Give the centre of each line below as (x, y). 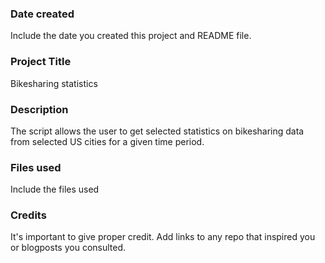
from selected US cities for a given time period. (107, 141)
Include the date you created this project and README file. (131, 36)
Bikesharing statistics (54, 83)
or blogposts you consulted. (68, 248)
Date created (42, 14)
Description (39, 109)
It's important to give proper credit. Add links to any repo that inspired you (163, 237)
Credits (28, 215)
